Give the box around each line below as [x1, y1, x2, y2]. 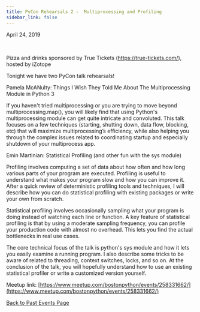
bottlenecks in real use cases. [6, 232, 80, 239]
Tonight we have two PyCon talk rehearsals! [6, 72, 115, 79]
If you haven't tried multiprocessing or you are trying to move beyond [6, 101, 178, 109]
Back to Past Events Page [6, 299, 69, 306]
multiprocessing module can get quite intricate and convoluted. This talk [6, 115, 184, 122]
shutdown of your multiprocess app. [6, 140, 96, 147]
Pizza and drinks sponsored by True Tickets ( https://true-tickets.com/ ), [6, 54, 182, 61]
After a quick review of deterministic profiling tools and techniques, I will [6, 182, 184, 190]
